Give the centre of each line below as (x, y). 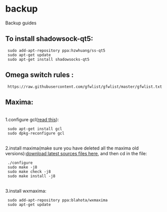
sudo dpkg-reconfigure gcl (36, 133)
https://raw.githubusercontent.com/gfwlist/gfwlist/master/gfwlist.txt (85, 87)
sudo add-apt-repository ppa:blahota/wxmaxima (58, 200)
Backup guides (21, 23)
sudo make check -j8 (29, 172)
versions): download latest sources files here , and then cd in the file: (76, 154)
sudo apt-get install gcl (35, 129)
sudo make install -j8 (31, 176)
